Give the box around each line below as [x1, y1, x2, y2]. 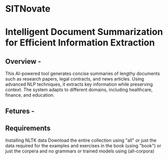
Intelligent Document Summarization [5, 26, 163, 38]
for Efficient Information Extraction [5, 37, 155, 49]
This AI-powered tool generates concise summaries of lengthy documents [5, 70, 160, 76]
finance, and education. [5, 92, 55, 98]
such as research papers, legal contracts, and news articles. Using [5, 76, 144, 82]
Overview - [5, 57, 41, 66]
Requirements [5, 124, 51, 132]
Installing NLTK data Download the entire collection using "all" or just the [5, 137, 157, 143]
